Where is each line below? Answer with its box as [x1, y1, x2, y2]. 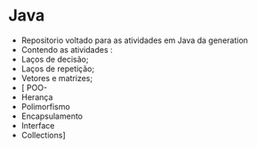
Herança [20, 91, 53, 103]
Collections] [20, 129, 66, 140]
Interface [20, 120, 55, 130]
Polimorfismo [20, 101, 70, 112]
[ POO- [20, 82, 48, 93]
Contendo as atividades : [20, 44, 113, 54]
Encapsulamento [20, 111, 84, 121]
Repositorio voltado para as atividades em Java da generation [20, 35, 248, 46]
